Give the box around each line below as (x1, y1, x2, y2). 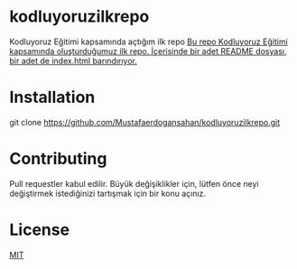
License (9, 219, 70, 240)
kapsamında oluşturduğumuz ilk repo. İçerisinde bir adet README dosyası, (9, 45, 287, 56)
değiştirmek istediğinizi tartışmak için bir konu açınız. (9, 188, 206, 199)
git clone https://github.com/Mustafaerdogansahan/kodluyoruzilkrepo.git (9, 116, 281, 127)
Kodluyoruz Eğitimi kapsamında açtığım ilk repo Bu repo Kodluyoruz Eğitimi (9, 36, 289, 47)
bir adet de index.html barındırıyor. (9, 55, 137, 66)
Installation (9, 88, 96, 107)
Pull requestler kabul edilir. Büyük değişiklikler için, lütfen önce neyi (9, 178, 259, 189)
